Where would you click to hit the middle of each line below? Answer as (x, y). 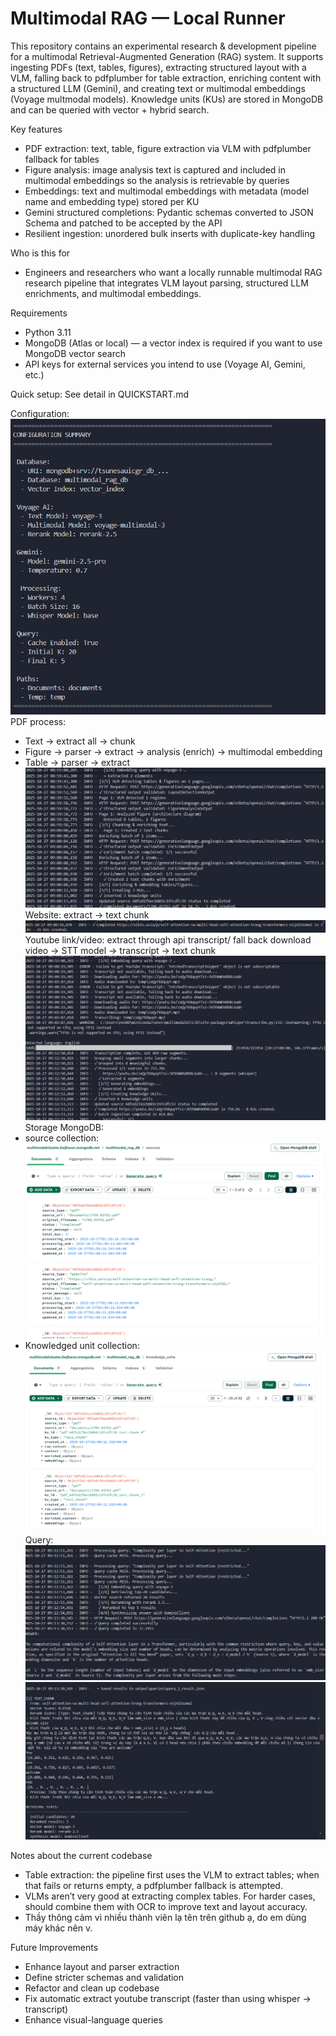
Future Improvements (54, 1948)
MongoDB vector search (75, 353)
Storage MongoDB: (64, 1127)
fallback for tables (62, 159)
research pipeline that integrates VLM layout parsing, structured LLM (166, 283)
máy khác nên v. (58, 1928)
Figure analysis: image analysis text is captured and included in (155, 169)
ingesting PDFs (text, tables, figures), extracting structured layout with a (158, 67)
